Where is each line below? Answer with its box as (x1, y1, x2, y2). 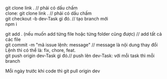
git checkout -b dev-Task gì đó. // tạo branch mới (5, 16, 108, 21)
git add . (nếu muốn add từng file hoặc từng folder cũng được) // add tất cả (5, 31, 162, 37)
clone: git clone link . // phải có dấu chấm (5, 10, 92, 16)
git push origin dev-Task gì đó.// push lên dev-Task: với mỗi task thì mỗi (5, 52, 155, 59)
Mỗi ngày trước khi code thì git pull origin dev (5, 68, 100, 74)
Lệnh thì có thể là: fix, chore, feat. (5, 47, 76, 53)
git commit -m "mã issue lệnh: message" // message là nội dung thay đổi (5, 42, 158, 48)
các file (5, 36, 21, 42)
